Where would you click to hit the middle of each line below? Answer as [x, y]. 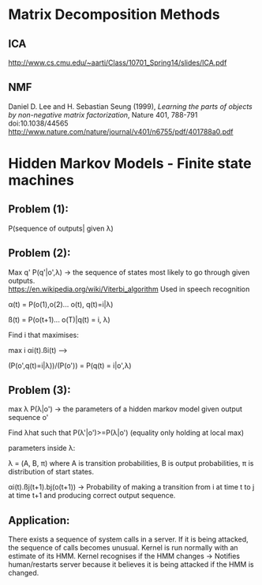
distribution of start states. [51, 472]
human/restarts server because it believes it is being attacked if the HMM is [131, 564]
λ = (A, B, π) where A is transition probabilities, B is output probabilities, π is [131, 463]
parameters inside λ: [42, 448]
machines [41, 180]
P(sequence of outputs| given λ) [61, 228]
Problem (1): [39, 210]
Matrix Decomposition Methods [114, 15]
